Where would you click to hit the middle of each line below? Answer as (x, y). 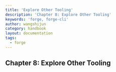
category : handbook (26, 29)
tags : (11, 38)
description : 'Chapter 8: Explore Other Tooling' (59, 15)
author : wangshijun (26, 24)
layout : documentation (29, 33)
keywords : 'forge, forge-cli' (37, 19)
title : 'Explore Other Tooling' (39, 10)
